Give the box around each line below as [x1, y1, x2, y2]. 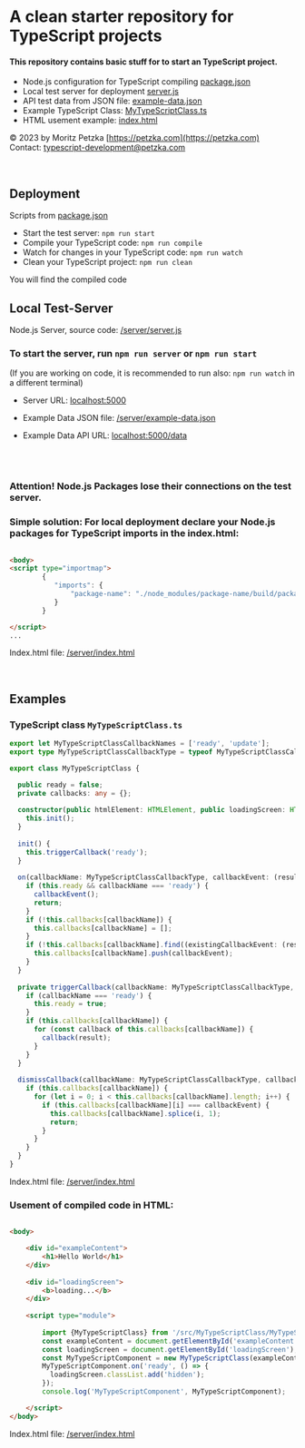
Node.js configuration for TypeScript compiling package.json [22, 76, 251, 87]
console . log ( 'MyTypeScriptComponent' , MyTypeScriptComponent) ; [42, 1387, 286, 1396]
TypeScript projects [9, 25, 162, 46]
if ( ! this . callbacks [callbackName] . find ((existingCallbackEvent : [25, 941, 279, 950]
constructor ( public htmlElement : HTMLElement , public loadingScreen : [17, 806, 286, 815]
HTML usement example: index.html [22, 115, 158, 126]
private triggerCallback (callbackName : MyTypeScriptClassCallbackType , [17, 983, 295, 992]
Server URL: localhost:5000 [22, 395, 127, 406]
